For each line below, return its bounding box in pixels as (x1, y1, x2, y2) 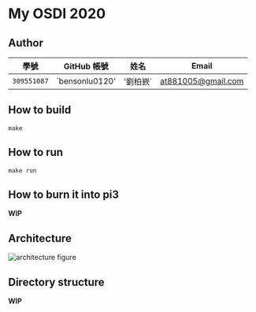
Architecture (8, 232, 72, 245)
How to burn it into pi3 (8, 188, 120, 202)
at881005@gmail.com (160, 76, 244, 87)
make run (8, 166, 37, 174)
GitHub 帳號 (63, 61, 109, 72)
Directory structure (8, 275, 105, 288)
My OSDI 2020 (8, 5, 106, 23)
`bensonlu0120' (56, 76, 117, 87)
